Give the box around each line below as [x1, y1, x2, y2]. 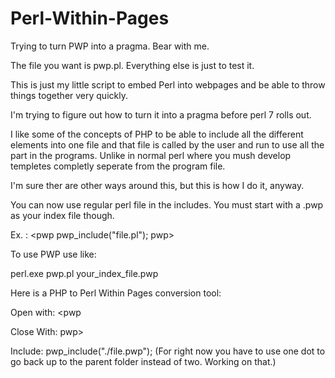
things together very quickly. [10, 89, 128, 101]
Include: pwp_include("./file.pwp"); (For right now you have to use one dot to [10, 345, 326, 357]
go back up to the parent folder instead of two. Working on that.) [10, 355, 277, 367]
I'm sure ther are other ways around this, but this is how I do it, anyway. [10, 179, 305, 191]
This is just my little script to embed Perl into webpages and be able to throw [10, 78, 326, 91]
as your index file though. [10, 209, 115, 221]
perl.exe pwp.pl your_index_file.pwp [10, 267, 159, 279]
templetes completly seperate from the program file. [10, 160, 226, 172]
